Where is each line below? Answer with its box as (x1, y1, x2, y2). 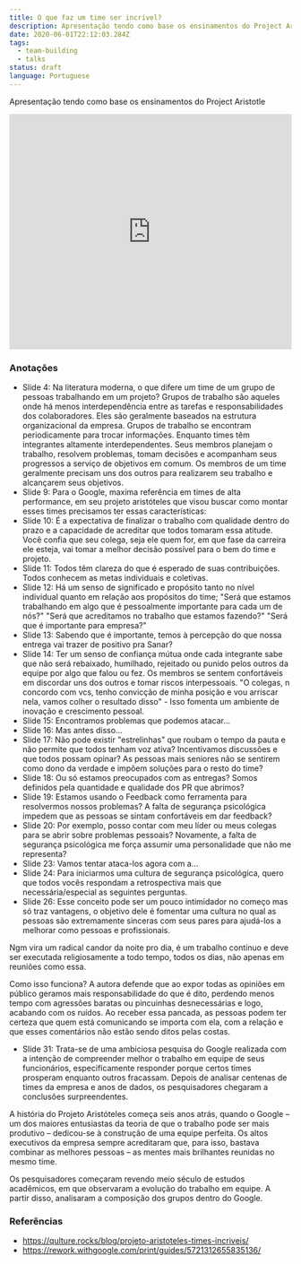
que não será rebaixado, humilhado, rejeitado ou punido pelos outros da (21, 658, 288, 669)
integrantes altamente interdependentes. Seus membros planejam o (21, 439, 273, 450)
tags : (9, 38, 30, 48)
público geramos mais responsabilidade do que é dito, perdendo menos (9, 988, 275, 1000)
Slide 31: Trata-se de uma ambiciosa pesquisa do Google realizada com (21, 1043, 287, 1054)
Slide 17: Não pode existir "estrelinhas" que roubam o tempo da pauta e (21, 734, 287, 745)
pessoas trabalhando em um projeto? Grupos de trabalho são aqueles (21, 392, 280, 403)
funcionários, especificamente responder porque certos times (21, 1063, 252, 1074)
